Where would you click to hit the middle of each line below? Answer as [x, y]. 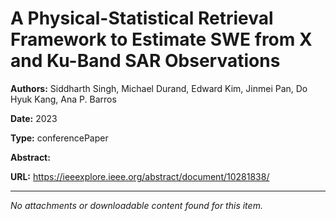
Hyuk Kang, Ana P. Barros [63, 99]
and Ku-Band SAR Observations [145, 61]
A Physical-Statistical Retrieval [142, 18]
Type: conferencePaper [59, 138]
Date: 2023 [34, 118]
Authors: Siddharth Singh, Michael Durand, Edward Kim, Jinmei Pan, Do [159, 88]
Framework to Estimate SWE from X [161, 39]
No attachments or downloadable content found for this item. [136, 205]
